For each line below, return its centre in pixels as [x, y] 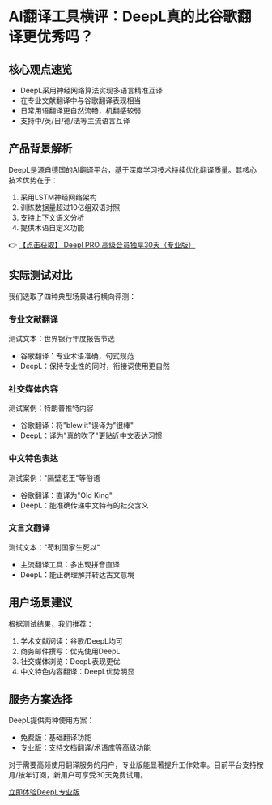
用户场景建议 [40, 603]
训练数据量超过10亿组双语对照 [70, 207]
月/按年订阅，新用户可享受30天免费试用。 [78, 775]
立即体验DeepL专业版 [44, 792]
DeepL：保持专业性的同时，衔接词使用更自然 [95, 366]
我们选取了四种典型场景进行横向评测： [72, 296]
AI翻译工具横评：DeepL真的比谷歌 [123, 17]
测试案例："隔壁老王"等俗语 [55, 477]
